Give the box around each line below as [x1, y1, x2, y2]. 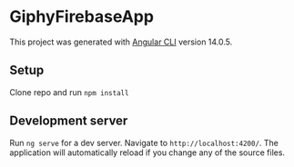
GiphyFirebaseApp [9, 6, 155, 27]
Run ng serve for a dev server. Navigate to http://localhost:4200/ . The [9, 137, 279, 148]
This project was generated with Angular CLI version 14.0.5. [9, 36, 233, 47]
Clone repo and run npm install [9, 86, 129, 97]
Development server [9, 113, 128, 129]
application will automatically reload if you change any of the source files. [9, 147, 285, 158]
